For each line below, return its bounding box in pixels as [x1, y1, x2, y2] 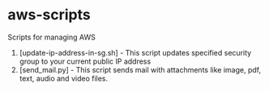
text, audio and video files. [19, 73, 109, 83]
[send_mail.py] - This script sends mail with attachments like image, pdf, [19, 64, 261, 74]
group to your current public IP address [19, 56, 152, 66]
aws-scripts [7, 6, 91, 24]
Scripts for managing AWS [7, 32, 96, 42]
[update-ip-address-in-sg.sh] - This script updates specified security [19, 48, 252, 57]
